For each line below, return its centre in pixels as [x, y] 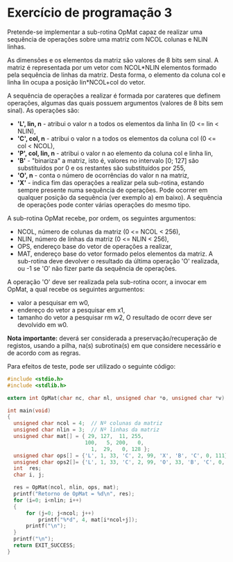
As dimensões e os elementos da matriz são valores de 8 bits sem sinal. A [113, 60]
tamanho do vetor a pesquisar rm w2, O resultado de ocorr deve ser [114, 317]
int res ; [27, 468]
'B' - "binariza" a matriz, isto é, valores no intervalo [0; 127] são [108, 160]
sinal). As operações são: [43, 110]
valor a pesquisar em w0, [53, 302]
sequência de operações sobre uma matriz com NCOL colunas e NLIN [107, 39]
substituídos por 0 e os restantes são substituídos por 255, [101, 168]
